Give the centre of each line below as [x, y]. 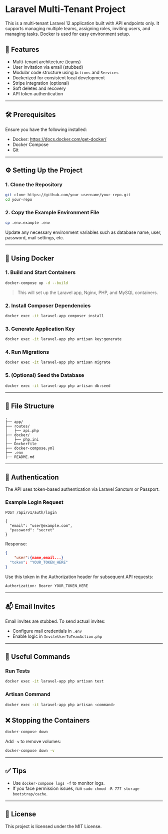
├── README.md [20, 457]
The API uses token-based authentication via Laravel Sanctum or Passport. [82, 489]
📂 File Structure [30, 406]
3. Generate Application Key [40, 329]
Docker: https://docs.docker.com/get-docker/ [59, 139]
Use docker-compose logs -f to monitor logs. [58, 783]
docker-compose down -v [30, 751]
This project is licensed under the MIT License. [53, 826]
